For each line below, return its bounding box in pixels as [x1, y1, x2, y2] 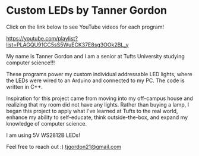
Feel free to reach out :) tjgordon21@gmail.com [6, 143, 122, 150]
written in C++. [6, 83, 43, 90]
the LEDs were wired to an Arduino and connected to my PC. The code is [6, 77, 185, 84]
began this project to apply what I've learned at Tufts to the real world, [6, 107, 178, 114]
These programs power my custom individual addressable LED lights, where [6, 70, 192, 77]
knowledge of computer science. [6, 120, 87, 127]
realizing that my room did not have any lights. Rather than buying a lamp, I [6, 101, 189, 108]
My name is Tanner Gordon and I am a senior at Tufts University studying [6, 52, 185, 60]
